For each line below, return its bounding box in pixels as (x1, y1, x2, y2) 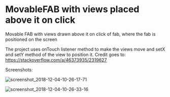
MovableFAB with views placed (5, 4, 140, 15)
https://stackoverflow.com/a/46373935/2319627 (5, 57, 108, 63)
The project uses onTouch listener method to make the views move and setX (5, 46, 165, 52)
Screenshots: (5, 67, 33, 73)
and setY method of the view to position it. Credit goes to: (5, 52, 126, 58)
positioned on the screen (5, 36, 57, 42)
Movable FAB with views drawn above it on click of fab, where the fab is (5, 31, 156, 37)
